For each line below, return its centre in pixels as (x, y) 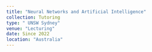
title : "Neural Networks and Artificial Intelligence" (76, 12)
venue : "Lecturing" (31, 28)
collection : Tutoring (33, 17)
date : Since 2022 (28, 34)
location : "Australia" (35, 39)
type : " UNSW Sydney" (33, 23)
